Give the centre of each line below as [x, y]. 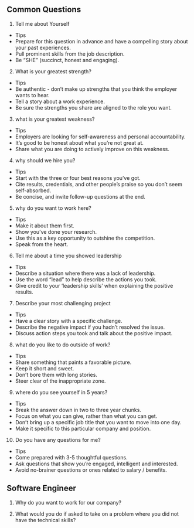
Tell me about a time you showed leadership [68, 256]
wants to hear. [32, 95]
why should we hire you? [45, 160]
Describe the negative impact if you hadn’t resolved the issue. [90, 327]
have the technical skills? [45, 520]
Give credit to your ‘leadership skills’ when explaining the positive [94, 285]
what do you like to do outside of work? [63, 345]
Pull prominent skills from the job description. [70, 54]
